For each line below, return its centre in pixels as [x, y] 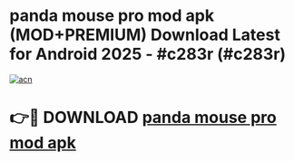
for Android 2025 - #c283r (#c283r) [148, 54]
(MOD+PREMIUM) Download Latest [145, 35]
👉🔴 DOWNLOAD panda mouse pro [143, 118]
